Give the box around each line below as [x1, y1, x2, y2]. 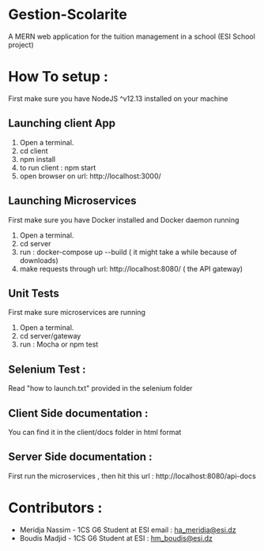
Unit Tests [8, 287, 59, 300]
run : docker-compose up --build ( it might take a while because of [19, 247, 237, 257]
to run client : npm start [19, 163, 96, 172]
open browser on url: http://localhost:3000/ [19, 171, 162, 181]
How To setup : [8, 68, 109, 86]
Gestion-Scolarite [8, 6, 128, 24]
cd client [19, 146, 49, 156]
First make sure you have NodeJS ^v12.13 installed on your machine [8, 93, 228, 103]
